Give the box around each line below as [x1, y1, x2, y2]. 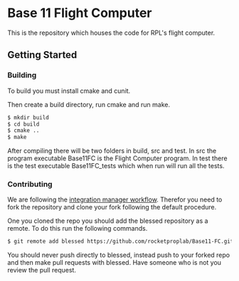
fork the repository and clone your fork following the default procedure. [7, 203, 217, 211]
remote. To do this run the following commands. [7, 224, 148, 233]
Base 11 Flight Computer [7, 5, 152, 21]
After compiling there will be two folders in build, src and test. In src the [7, 147, 217, 155]
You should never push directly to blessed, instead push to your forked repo [7, 250, 230, 260]
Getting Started [7, 49, 78, 61]
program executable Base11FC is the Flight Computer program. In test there [7, 154, 228, 162]
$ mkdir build [7, 114, 50, 121]
